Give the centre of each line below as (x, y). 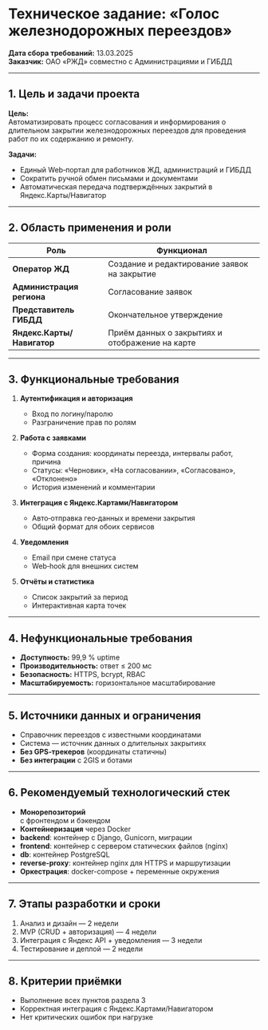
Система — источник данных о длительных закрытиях (113, 743)
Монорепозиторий (53, 812)
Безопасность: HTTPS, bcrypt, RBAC (83, 675)
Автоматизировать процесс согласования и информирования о (117, 121)
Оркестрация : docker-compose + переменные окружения (119, 871)
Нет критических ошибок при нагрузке (87, 1017)
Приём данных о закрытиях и (165, 332)
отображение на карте (152, 343)
